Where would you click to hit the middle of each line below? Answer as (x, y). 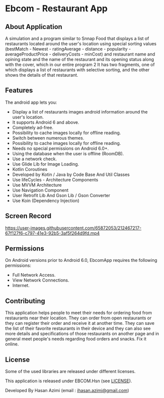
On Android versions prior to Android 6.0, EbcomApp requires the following (81, 260)
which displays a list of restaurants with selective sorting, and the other (77, 70)
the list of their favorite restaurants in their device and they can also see (78, 328)
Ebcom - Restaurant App (56, 9)
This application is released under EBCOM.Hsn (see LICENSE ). (68, 381)
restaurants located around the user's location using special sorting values (81, 44)
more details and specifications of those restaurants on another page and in (82, 334)
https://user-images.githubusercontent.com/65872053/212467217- (73, 228)
